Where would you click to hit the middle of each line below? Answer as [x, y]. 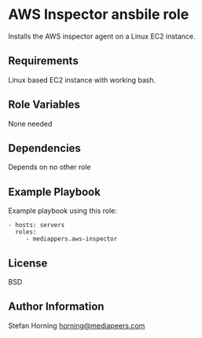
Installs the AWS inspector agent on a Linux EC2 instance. [102, 36]
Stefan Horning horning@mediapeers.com [77, 325]
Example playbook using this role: [63, 211]
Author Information [56, 307]
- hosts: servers [37, 226]
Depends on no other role [50, 167]
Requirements [43, 61]
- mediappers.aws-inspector [72, 239]
